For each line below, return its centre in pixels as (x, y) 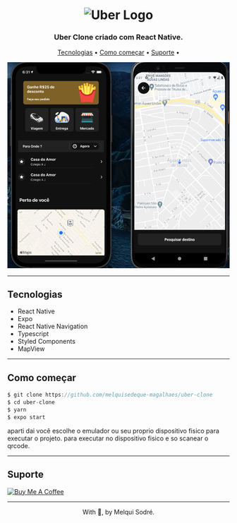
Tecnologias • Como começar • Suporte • (119, 52)
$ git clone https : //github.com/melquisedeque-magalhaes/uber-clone (110, 395)
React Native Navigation (53, 326)
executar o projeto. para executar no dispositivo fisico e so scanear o (108, 438)
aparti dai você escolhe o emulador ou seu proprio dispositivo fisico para (114, 431)
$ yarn (17, 409)
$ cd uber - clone (31, 402)
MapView (31, 349)
